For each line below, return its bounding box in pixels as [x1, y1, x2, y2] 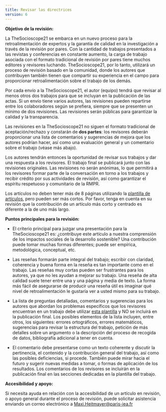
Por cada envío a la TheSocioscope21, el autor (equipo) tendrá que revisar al [5, 87, 162, 93]
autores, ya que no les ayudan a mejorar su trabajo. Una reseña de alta [12, 272, 157, 278]
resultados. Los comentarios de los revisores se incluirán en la [12, 366, 140, 372]
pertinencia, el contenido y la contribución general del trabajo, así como [12, 350, 160, 356]
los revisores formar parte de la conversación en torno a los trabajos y [5, 170, 149, 176]
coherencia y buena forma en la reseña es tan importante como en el [12, 262, 154, 268]
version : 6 [5, 12, 28, 17]
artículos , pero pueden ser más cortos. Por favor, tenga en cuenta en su [5, 195, 152, 202]
